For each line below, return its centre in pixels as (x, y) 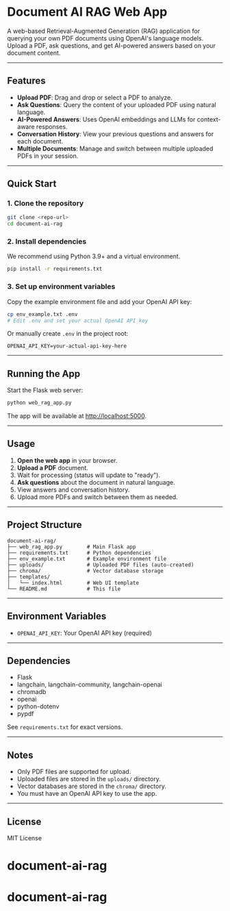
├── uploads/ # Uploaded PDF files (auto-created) (101, 565)
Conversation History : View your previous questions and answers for (115, 134)
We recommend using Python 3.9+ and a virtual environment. (94, 256)
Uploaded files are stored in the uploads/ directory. (89, 779)
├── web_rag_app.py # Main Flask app (72, 546)
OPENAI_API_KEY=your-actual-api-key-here (67, 346)
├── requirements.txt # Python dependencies (79, 553)
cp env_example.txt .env (42, 314)
